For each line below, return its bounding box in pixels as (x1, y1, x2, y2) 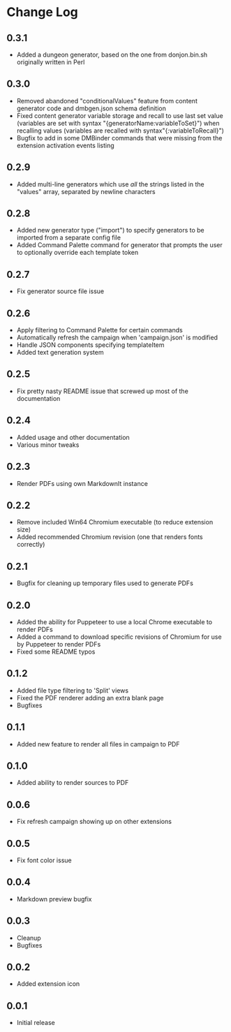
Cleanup (16, 934, 41, 942)
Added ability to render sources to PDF (16, 779, 129, 787)
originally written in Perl (16, 58, 85, 66)
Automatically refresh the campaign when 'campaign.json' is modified (16, 333, 218, 342)
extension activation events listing (16, 141, 114, 149)
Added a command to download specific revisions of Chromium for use (16, 633, 222, 641)
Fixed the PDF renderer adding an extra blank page (16, 693, 164, 702)
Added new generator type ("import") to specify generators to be (16, 226, 205, 235)
